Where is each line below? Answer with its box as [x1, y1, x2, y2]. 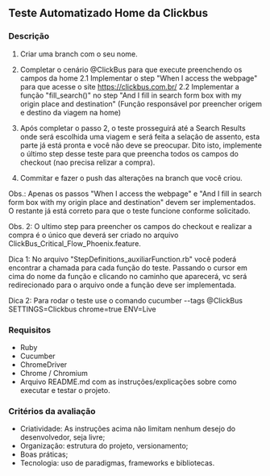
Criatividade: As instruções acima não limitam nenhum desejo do [19, 424, 236, 434]
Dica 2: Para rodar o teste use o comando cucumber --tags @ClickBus [8, 295, 243, 305]
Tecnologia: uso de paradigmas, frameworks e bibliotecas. [19, 458, 215, 468]
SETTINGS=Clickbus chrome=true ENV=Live [8, 304, 157, 314]
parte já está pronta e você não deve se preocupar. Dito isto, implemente [19, 140, 262, 150]
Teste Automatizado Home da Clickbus [8, 6, 208, 20]
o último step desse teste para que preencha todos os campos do [19, 148, 239, 158]
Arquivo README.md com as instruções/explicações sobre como [19, 377, 237, 386]
